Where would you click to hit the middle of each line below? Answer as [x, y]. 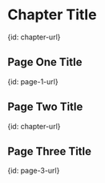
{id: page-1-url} [33, 81]
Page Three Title [50, 151]
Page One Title [45, 62]
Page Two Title [45, 107]
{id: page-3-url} [34, 171]
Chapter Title [52, 15]
